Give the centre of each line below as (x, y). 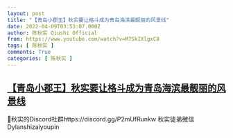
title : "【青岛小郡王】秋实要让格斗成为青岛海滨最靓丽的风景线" (88, 20)
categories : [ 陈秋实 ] (40, 59)
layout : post (26, 13)
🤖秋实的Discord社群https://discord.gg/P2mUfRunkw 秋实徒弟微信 (101, 119)
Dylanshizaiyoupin (34, 127)
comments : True (29, 52)
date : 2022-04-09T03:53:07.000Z (54, 26)
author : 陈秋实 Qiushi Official (52, 33)
